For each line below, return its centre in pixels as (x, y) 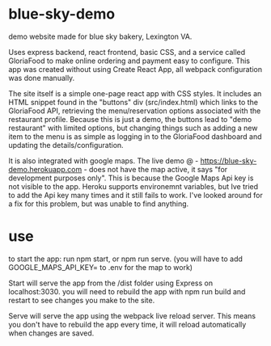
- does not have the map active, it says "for (156, 169)
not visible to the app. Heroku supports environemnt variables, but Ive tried (133, 186)
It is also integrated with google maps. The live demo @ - (104, 160)
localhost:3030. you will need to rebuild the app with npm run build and (127, 291)
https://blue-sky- (229, 160)
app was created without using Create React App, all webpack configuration (135, 69)
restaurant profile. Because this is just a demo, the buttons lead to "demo (130, 119)
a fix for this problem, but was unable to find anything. (99, 204)
